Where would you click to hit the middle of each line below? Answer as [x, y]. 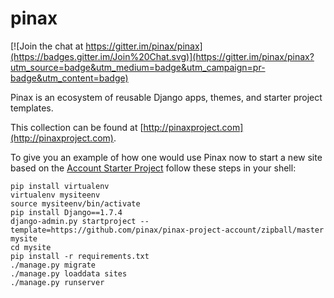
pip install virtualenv [60, 186]
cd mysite [31, 247]
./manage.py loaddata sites [69, 273]
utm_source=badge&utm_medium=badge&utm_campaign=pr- [138, 67]
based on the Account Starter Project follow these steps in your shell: [153, 168]
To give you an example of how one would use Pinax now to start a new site [166, 157]
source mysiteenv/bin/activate [75, 203]
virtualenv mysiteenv [55, 195]
